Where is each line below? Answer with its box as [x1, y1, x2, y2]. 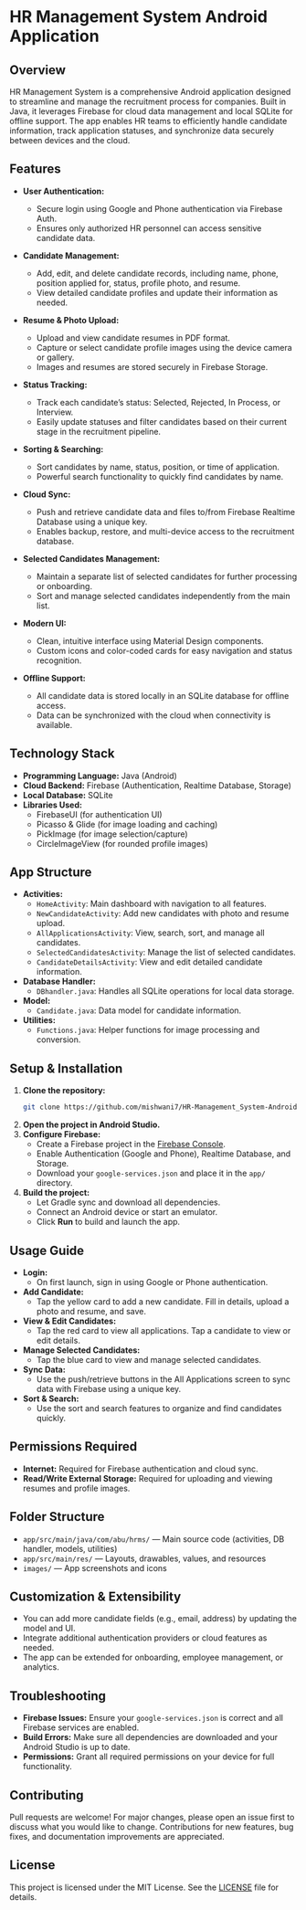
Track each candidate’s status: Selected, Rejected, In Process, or [36, 396, 281, 407]
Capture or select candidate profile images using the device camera [36, 342, 292, 353]
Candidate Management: [22, 249, 121, 261]
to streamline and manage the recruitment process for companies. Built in [9, 96, 287, 107]
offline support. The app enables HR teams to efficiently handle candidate [9, 116, 288, 126]
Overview [9, 62, 67, 78]
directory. [36, 1177, 73, 1188]
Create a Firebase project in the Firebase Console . [36, 1139, 227, 1150]
